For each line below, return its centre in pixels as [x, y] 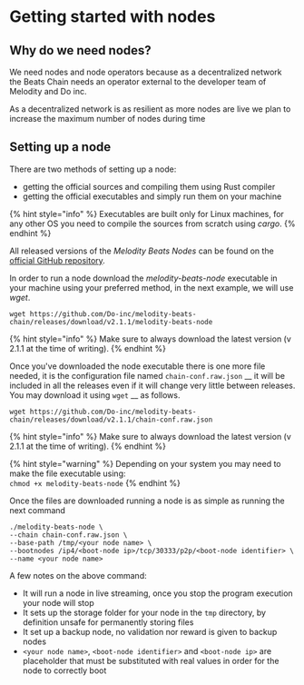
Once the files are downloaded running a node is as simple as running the [147, 501]
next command [38, 510]
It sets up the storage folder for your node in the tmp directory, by [144, 612]
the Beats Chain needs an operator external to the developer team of [138, 82]
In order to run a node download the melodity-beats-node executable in [144, 278]
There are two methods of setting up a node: [93, 169]
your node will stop [58, 602]
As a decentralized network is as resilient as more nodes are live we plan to [150, 109]
